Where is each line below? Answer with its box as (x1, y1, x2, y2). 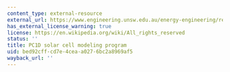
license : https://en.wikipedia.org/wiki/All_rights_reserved (7, 29, 186, 36)
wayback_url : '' (7, 55, 53, 62)
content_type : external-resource (7, 10, 103, 17)
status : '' (7, 36, 38, 43)
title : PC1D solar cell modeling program (7, 42, 127, 49)
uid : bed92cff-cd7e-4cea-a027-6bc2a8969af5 (7, 49, 133, 56)
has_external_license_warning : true (7, 23, 112, 29)
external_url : (7, 16, 48, 23)
